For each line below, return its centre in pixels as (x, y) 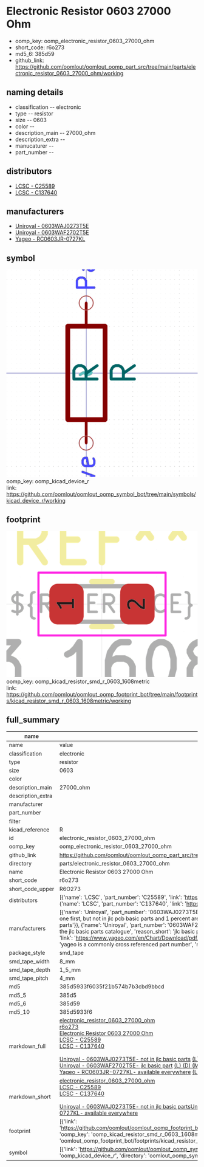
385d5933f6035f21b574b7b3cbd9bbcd (112, 986)
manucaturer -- (34, 146)
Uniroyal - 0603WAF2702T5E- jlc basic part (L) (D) (125, 1065)
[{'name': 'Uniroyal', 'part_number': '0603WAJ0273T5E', (131, 912)
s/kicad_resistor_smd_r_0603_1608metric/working (69, 701)
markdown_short (30, 1097)
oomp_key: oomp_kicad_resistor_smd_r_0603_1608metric (78, 681)
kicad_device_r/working (36, 501)
